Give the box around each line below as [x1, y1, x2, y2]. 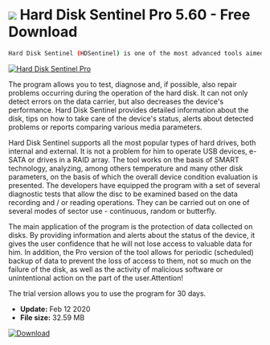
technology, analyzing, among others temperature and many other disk [8, 163, 243, 173]
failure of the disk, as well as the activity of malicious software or [8, 264, 223, 274]
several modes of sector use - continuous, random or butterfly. [8, 206, 217, 216]
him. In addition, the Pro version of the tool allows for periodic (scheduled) [8, 247, 255, 257]
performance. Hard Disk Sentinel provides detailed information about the [8, 105, 249, 114]
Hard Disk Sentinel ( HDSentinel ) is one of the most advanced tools [8, 49, 243, 57]
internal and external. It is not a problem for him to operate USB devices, [8, 146, 247, 156]
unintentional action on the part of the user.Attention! [8, 273, 183, 282]
